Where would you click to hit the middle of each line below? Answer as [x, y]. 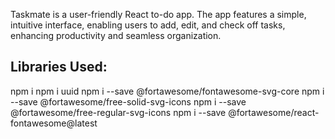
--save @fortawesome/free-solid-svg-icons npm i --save [128, 101]
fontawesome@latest [54, 123]
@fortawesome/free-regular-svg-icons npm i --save [118, 112]
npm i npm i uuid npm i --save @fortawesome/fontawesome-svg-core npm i [167, 91]
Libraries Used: [59, 67]
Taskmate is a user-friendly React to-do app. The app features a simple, [158, 14]
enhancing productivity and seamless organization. [116, 35]
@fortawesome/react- [274, 112]
